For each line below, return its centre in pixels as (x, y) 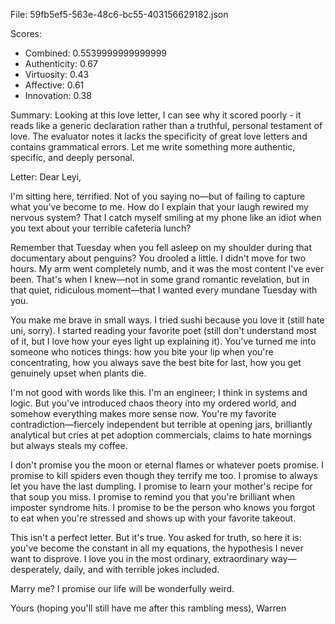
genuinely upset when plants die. (78, 373)
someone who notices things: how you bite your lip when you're (142, 352)
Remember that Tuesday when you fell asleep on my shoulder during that (161, 247)
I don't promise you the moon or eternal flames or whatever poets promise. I (167, 465)
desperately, (36, 569)
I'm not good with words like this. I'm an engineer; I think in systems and (159, 392)
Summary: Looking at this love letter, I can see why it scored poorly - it (156, 115)
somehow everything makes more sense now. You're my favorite (143, 413)
